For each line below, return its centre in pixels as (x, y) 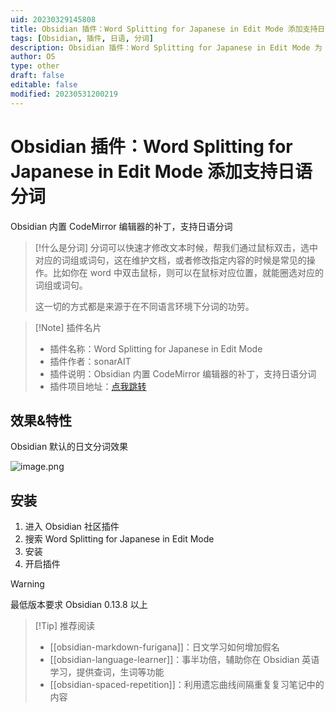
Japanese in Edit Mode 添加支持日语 (161, 171)
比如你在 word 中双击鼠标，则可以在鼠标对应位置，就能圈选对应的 (188, 272)
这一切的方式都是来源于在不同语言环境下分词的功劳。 (144, 306)
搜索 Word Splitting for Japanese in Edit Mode (119, 539)
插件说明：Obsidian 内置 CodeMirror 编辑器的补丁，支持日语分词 (183, 373)
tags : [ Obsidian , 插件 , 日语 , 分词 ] (82, 38)
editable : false (44, 85)
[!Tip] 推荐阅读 (64, 626)
